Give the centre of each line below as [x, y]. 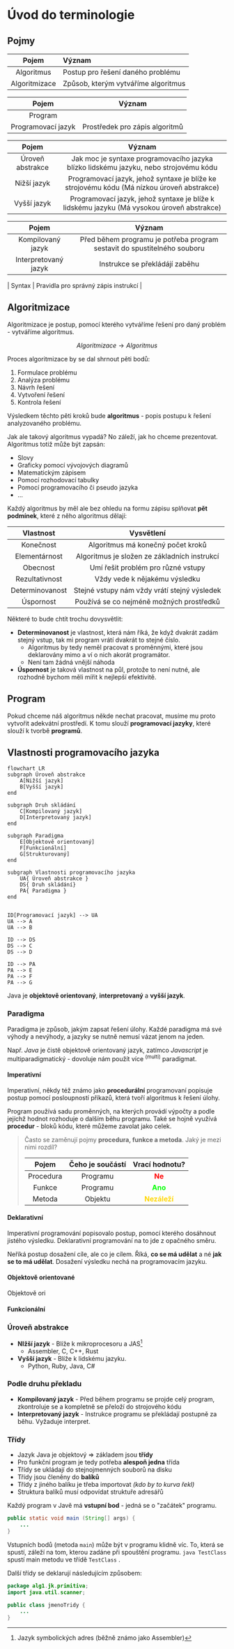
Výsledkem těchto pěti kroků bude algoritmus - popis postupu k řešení [109, 415]
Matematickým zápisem [52, 473]
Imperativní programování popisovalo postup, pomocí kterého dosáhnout [112, 1233]
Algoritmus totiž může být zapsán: [56, 444]
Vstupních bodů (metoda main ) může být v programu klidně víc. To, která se [116, 1544]
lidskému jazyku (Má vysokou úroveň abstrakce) [142, 208]
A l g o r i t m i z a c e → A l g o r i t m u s [117, 345]
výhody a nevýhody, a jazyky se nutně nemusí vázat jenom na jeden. [106, 1036]
